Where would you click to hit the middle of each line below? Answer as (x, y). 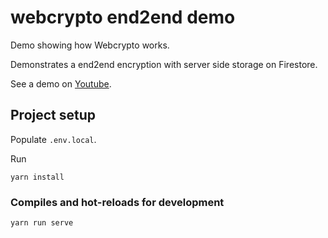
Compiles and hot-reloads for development (117, 202)
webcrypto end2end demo (123, 17)
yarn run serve (42, 223)
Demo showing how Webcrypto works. (90, 45)
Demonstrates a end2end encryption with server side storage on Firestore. (164, 64)
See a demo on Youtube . (61, 83)
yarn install (37, 177)
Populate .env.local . (53, 139)
